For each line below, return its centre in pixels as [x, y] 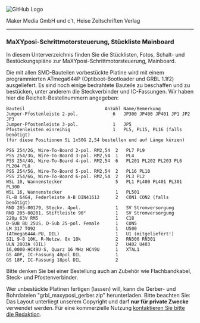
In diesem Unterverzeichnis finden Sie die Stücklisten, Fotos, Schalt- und [96, 55]
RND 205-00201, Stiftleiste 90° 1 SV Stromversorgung [90, 213]
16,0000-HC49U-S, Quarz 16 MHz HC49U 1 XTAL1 [73, 250]
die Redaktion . [24, 314]
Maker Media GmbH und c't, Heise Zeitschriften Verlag [73, 21]
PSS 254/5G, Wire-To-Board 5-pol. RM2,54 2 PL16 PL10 [78, 172]
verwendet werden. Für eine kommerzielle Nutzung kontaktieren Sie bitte [96, 308]
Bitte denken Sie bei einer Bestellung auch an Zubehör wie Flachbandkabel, [99, 271]
